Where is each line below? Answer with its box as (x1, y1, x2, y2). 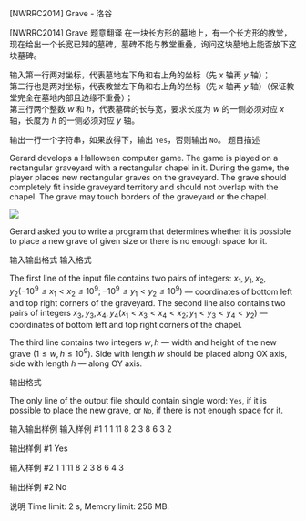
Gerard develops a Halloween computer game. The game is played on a (9, 153, 279, 163)
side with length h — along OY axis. (9, 358, 143, 369)
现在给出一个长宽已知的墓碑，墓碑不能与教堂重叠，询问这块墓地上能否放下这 (9, 39, 297, 49)
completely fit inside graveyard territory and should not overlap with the (9, 181, 279, 192)
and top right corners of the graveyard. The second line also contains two (9, 298, 286, 309)
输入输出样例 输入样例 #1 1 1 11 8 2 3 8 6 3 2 (9, 423, 172, 434)
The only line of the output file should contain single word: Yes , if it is (9, 394, 267, 405)
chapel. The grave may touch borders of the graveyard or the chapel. (9, 191, 269, 202)
